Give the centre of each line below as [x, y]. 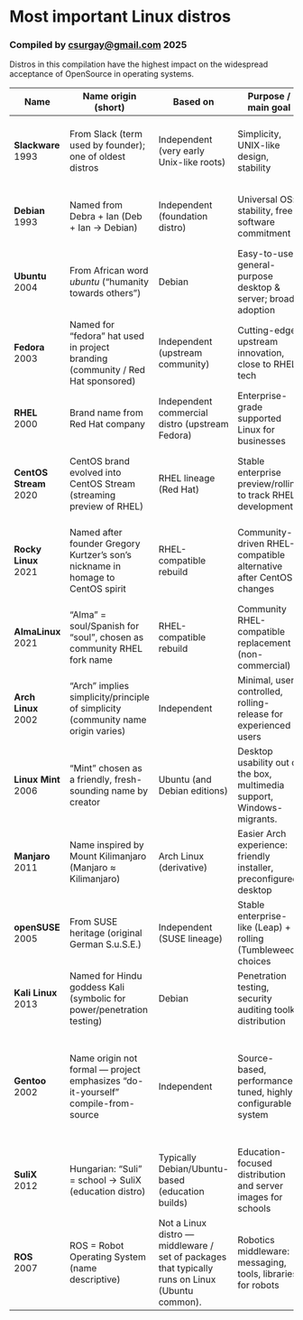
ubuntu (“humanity [109, 282]
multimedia [261, 785]
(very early [181, 151]
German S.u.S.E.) [106, 944]
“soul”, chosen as [106, 637]
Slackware [37, 145]
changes [256, 589]
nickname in [95, 566]
